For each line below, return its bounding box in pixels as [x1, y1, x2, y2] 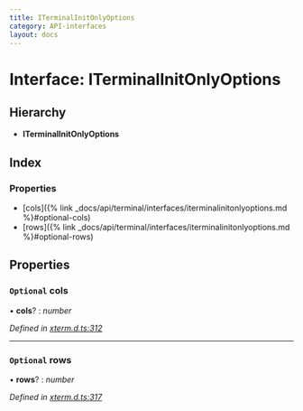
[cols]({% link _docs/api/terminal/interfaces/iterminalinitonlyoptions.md [22, 202, 288, 213]
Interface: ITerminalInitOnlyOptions [9, 69, 281, 89]
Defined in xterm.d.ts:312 [9, 322, 103, 333]
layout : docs [9, 30, 59, 39]
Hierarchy [9, 105, 67, 120]
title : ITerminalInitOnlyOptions [9, 13, 135, 23]
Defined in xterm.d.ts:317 [9, 392, 103, 403]
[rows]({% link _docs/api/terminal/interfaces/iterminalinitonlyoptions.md [22, 222, 290, 233]
